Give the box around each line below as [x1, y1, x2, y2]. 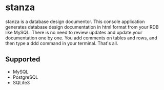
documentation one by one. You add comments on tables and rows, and [5, 35, 157, 41]
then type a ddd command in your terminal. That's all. [5, 40, 118, 46]
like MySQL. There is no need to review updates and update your [5, 29, 142, 35]
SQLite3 [12, 79, 30, 85]
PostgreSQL [12, 74, 38, 80]
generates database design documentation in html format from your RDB [5, 24, 159, 30]
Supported [5, 55, 40, 64]
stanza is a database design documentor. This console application [5, 18, 145, 25]
